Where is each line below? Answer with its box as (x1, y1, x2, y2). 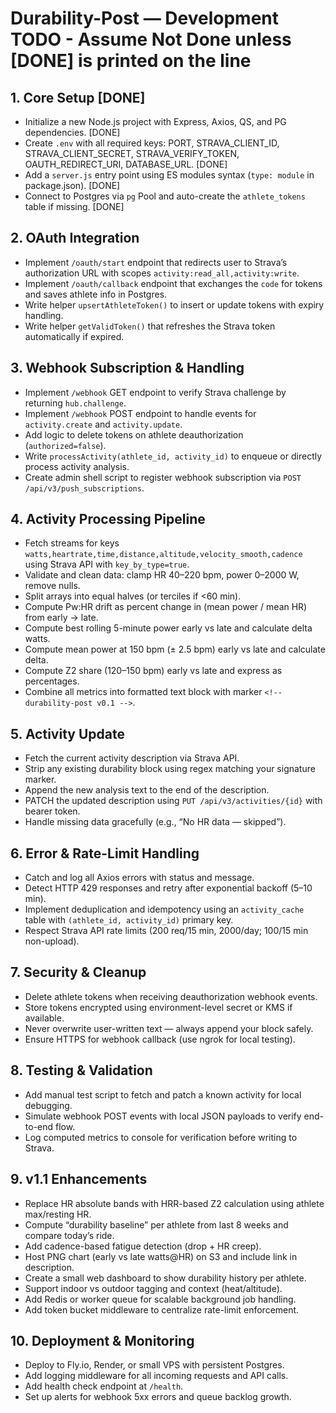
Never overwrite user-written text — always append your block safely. (24, 1022, 314, 1034)
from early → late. (24, 612, 99, 624)
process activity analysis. (24, 460, 130, 472)
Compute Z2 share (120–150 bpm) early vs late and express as (24, 665, 283, 677)
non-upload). (24, 935, 80, 947)
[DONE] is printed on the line (10, 50, 252, 72)
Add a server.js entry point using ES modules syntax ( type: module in (24, 169, 315, 181)
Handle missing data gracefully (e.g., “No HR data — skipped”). (24, 816, 287, 828)
